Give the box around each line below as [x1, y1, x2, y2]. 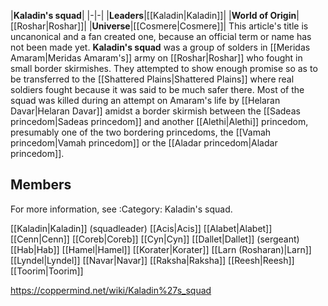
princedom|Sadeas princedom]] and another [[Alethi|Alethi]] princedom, [10, 116, 309, 127]
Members [10, 176, 72, 194]
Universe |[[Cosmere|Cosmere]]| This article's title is [91, 20, 309, 32]
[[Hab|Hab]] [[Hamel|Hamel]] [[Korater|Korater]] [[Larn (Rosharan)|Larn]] [10, 243, 312, 255]
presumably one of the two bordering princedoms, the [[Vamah [10, 126, 272, 138]
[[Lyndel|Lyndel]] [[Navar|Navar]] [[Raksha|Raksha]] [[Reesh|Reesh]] [10, 254, 295, 266]
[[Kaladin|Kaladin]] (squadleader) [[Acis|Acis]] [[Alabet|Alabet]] [10, 222, 273, 234]
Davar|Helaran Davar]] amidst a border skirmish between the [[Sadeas [10, 105, 301, 117]
